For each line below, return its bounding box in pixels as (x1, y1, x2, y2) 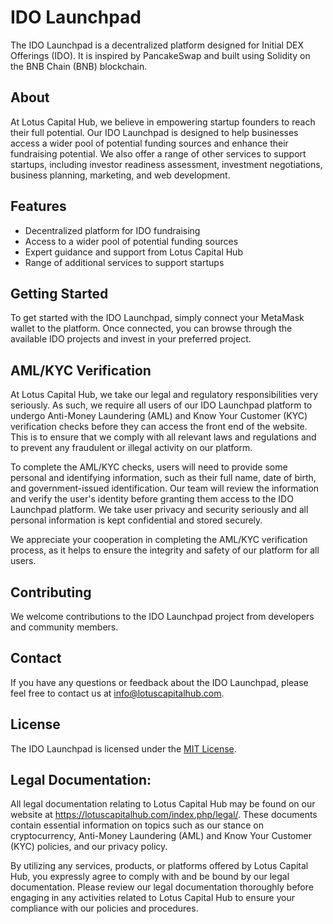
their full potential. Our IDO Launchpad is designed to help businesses (10, 126, 299, 138)
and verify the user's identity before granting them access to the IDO (10, 493, 294, 505)
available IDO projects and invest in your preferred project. (10, 333, 252, 345)
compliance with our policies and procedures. (10, 902, 199, 915)
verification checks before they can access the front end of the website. (10, 421, 308, 433)
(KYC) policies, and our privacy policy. (10, 841, 168, 853)
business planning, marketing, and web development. (10, 169, 231, 181)
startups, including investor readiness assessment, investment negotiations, (10, 158, 323, 170)
